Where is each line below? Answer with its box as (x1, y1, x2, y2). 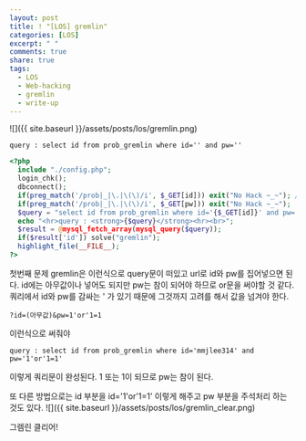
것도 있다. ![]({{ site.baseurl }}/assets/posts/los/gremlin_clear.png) (9, 402, 256, 413)
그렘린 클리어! (9, 421, 59, 432)
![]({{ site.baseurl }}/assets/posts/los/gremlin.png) (9, 123, 198, 134)
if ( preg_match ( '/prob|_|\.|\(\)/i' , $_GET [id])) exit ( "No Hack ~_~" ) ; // (17, 191, 303, 200)
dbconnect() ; (17, 183, 67, 192)
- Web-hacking (17, 81, 71, 90)
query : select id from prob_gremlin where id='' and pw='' (9, 141, 243, 151)
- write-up (17, 98, 59, 108)
